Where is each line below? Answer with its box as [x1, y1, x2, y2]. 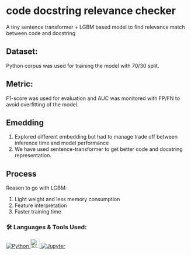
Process [6, 168, 37, 179]
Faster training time [14, 208, 61, 215]
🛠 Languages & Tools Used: [6, 223, 87, 232]
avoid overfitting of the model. [6, 101, 79, 108]
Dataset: [6, 47, 38, 57]
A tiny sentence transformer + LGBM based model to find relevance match [6, 23, 185, 30]
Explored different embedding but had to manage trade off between [14, 133, 178, 140]
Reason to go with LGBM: [6, 184, 67, 191]
